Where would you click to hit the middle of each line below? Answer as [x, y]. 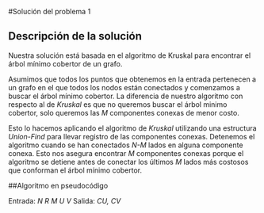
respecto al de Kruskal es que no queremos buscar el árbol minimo [118, 104]
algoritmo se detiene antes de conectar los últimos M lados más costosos [128, 162]
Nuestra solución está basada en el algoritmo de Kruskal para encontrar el [130, 55]
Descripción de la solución [75, 36]
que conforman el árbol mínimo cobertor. [75, 170]
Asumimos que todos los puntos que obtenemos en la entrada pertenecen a [132, 79]
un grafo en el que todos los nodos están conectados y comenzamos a [124, 87]
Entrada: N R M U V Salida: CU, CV [65, 200]
